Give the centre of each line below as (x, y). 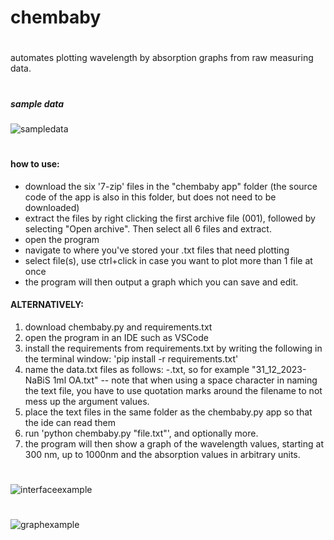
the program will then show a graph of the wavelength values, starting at (174, 443)
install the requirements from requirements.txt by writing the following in (173, 348)
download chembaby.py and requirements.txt (118, 327)
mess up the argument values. (87, 401)
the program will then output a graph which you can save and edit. (161, 282)
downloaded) (52, 207)
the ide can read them (70, 422)
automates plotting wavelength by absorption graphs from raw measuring (162, 58)
